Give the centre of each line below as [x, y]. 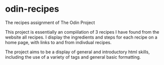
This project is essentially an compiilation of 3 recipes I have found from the [82, 32]
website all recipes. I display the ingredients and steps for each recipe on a [81, 37]
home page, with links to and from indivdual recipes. [59, 42]
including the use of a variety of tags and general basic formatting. [73, 57]
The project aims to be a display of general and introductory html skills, [77, 52]
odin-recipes [32, 9]
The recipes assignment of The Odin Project [50, 22]
